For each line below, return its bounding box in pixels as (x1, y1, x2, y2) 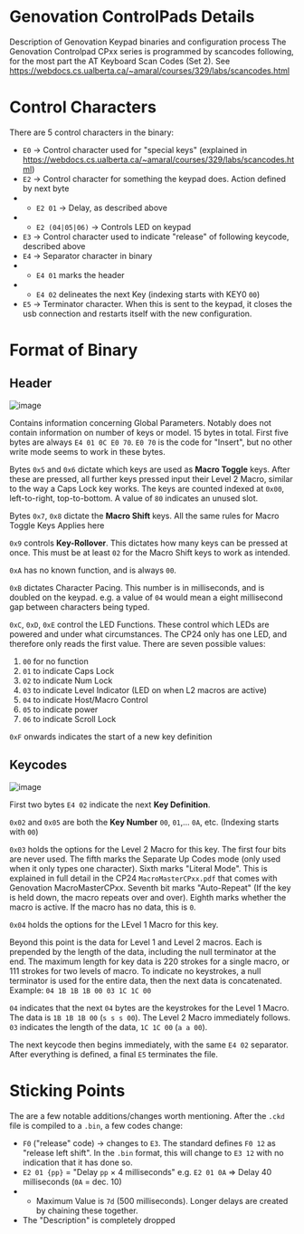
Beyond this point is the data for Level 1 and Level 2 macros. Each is (9, 936, 262, 948)
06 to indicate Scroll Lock (22, 713, 117, 724)
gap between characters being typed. (9, 601, 150, 612)
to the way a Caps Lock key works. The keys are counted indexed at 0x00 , (9, 483, 285, 494)
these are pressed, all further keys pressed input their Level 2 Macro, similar (9, 473, 294, 484)
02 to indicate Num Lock (22, 675, 113, 686)
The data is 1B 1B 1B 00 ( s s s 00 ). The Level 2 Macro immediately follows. (9, 1012, 291, 1023)
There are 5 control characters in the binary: (9, 127, 175, 138)
